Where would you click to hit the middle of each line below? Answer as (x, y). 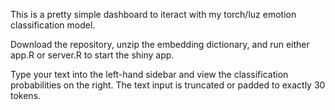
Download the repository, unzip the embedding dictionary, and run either (160, 44)
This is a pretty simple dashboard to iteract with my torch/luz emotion (153, 14)
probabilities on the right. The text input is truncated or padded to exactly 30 (168, 85)
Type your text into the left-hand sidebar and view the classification (149, 74)
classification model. (53, 25)
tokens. (26, 95)
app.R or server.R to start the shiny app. (92, 55)
